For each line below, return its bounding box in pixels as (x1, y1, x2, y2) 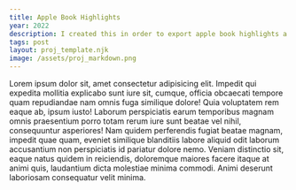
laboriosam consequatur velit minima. (9, 172, 146, 182)
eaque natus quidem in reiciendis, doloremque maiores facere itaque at (9, 154, 269, 163)
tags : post (9, 37, 50, 47)
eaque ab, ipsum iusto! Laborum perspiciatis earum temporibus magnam (9, 107, 275, 117)
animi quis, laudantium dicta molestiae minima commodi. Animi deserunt (9, 163, 273, 173)
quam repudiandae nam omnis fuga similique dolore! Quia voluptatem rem (9, 97, 279, 107)
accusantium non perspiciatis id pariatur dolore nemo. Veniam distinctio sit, (9, 144, 284, 155)
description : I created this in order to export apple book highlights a (9, 29, 288, 38)
